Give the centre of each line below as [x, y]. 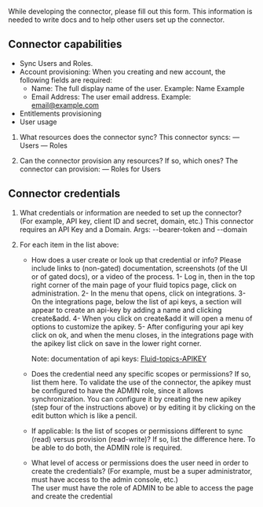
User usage [38, 122]
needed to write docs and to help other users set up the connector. [117, 20]
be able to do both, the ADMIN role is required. [107, 447]
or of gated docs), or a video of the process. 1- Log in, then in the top [143, 276]
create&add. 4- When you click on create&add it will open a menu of [142, 318]
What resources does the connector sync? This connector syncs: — [130, 137]
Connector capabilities [65, 44]
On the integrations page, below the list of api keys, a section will [136, 301]
